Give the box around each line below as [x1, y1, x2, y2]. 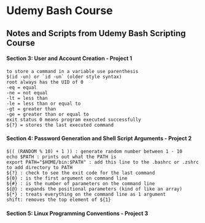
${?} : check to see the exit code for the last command [6, 170, 155, 176]
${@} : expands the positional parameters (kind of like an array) [6, 186, 183, 192]
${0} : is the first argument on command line [6, 175, 128, 181]
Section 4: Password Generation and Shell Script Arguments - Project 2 [6, 135, 192, 142]
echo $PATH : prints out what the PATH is [6, 154, 117, 160]
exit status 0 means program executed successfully [6, 116, 141, 123]
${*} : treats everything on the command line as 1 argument [6, 191, 166, 197]
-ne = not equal [6, 89, 48, 96]
